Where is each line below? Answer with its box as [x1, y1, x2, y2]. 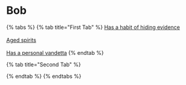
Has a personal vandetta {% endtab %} [6, 49, 104, 56]
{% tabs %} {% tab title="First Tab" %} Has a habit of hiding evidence [6, 24, 180, 31]
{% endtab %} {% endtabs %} [6, 72, 82, 80]
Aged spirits [6, 36, 36, 43]
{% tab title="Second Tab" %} [6, 61, 82, 68]
